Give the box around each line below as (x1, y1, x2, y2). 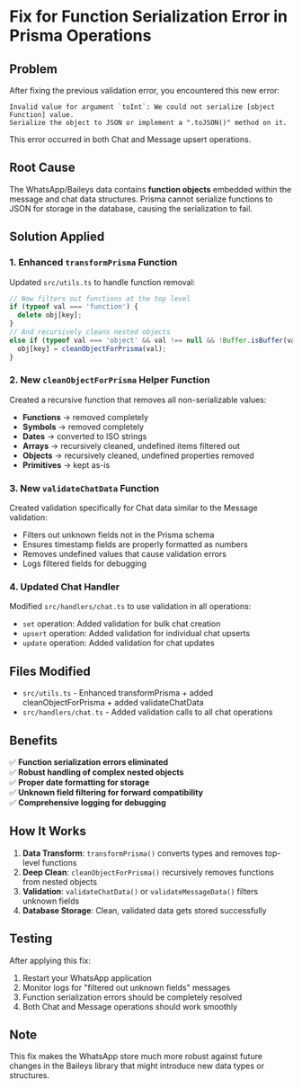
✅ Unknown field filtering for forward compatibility (9, 787, 204, 798)
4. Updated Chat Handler (9, 580, 120, 593)
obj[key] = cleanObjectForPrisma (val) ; (17, 344, 167, 353)
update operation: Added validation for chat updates (22, 637, 215, 649)
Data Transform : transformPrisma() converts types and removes (22, 848, 263, 859)
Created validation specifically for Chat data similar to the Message (9, 502, 258, 514)
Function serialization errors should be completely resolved (22, 992, 243, 1003)
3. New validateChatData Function (9, 481, 160, 494)
